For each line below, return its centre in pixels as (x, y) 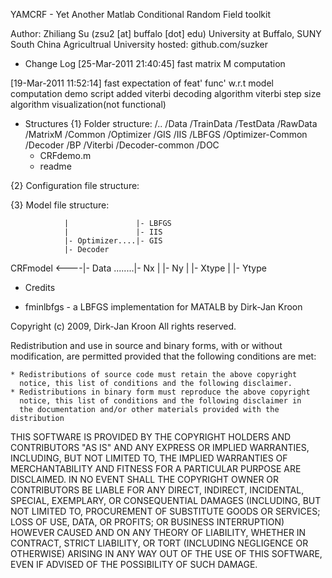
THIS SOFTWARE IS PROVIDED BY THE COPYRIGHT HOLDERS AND (151, 437)
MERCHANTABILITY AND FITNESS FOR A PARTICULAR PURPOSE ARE (156, 468)
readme (55, 166)
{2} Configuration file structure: (75, 185)
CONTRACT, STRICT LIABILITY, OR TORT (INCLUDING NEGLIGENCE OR (159, 543)
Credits (40, 287)
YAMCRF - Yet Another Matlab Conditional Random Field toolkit (141, 14)
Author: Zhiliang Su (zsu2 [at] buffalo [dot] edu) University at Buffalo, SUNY (166, 33)
